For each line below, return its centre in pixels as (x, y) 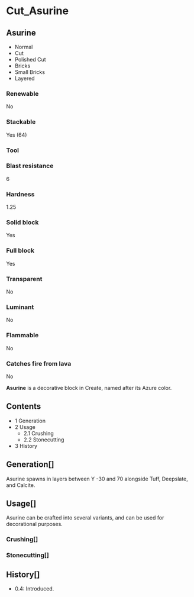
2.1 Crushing (39, 433)
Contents (24, 406)
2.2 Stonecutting (44, 440)
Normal (24, 47)
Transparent (24, 279)
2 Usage (25, 427)
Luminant (20, 307)
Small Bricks (30, 72)
